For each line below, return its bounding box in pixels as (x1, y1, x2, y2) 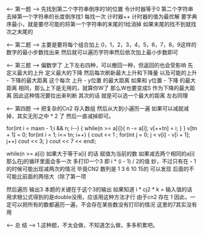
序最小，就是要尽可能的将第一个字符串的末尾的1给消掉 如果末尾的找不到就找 (6, 21, 196, 27)
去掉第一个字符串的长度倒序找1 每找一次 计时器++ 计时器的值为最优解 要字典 (6, 13, 198, 20)
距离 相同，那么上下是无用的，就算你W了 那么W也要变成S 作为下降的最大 (6, 84, 190, 91)
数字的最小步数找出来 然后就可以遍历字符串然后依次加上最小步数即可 (6, 49, 178, 56)
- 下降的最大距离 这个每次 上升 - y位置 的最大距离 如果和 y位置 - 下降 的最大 (6, 77, 196, 84)
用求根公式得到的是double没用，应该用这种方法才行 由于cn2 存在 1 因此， (6, 193, 190, 201)
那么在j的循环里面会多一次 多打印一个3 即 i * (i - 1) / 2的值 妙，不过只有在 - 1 (6, 157, 196, 165)
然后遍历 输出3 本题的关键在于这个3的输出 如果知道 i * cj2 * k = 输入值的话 (6, 186, 193, 193)
